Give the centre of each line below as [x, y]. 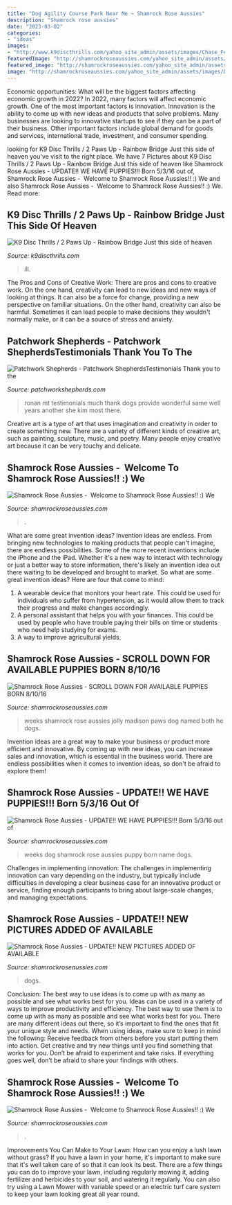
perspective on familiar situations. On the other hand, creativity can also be [114, 305]
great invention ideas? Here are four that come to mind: [86, 579]
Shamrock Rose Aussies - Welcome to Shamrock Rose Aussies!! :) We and [114, 178]
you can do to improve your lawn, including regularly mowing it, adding [108, 1172]
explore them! [27, 771]
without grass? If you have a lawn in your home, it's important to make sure [114, 1157]
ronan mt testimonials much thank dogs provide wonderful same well [122, 403]
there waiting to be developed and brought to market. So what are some [109, 572]
